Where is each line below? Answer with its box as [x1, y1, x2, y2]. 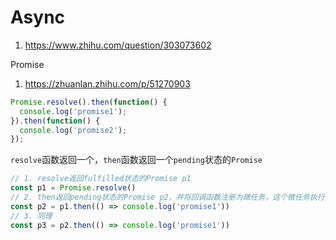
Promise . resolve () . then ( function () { [10, 97, 168, 107]
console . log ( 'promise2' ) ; [19, 125, 128, 135]
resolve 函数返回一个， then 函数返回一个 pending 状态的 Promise [10, 154, 263, 166]
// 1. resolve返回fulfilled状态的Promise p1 [10, 174, 192, 184]
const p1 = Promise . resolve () [10, 183, 137, 193]
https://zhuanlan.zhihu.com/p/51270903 [24, 77, 191, 90]
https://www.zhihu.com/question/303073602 [24, 39, 212, 51]
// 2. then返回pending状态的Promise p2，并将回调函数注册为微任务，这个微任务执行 [10, 192, 325, 203]
